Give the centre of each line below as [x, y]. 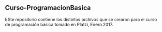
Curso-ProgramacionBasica [48, 8]
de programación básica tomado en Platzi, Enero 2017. [59, 24]
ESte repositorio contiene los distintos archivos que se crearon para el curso [81, 19]
